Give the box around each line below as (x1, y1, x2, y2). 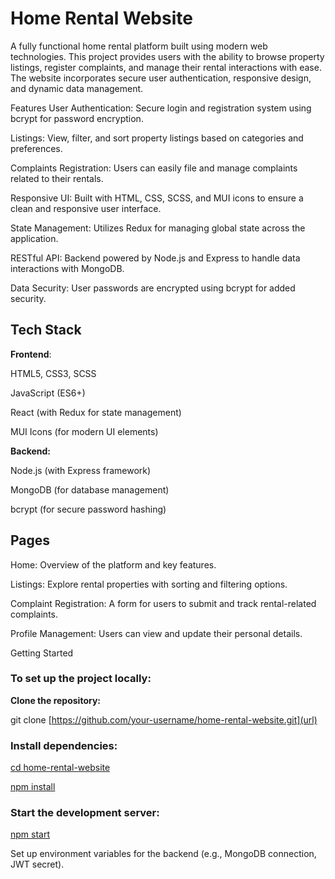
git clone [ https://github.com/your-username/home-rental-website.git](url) (10, 713, 318, 726)
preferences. (10, 142, 63, 154)
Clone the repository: (10, 694, 101, 706)
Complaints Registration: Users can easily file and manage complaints (10, 162, 298, 174)
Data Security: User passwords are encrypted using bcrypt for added (10, 282, 296, 294)
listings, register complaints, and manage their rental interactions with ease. (10, 61, 322, 73)
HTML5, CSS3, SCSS (10, 367, 97, 379)
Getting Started (10, 647, 74, 659)
